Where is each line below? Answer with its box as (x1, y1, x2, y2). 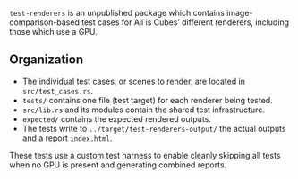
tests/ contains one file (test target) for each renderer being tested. (21, 94, 273, 105)
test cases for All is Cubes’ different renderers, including (81, 17, 289, 28)
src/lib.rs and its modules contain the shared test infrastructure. (21, 104, 266, 115)
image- (226, 8, 253, 18)
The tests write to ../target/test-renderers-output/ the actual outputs (21, 123, 286, 134)
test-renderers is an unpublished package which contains (9, 8, 226, 18)
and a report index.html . (21, 133, 114, 143)
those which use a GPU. (9, 27, 98, 37)
